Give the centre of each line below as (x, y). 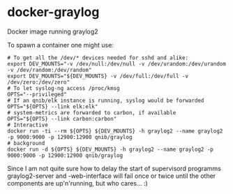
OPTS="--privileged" (37, 94)
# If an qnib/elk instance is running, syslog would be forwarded (106, 100)
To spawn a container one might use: (60, 45)
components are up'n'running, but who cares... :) (77, 183)
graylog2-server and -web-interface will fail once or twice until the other (112, 176)
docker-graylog (53, 12)
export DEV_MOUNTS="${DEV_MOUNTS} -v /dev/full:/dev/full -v (98, 76)
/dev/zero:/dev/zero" (39, 82)
